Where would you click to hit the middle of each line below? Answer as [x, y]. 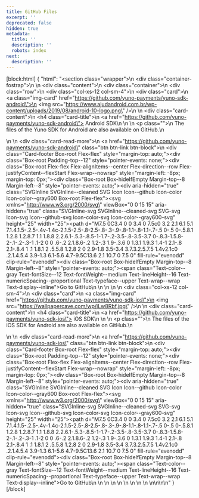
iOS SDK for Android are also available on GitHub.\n [69, 325]
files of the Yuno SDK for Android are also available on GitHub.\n [85, 130]
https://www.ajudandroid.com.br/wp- [111, 104]
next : [13, 56]
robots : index [29, 51]
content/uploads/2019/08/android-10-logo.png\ [64, 110]
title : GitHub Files [32, 12]
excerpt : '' [21, 17]
